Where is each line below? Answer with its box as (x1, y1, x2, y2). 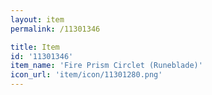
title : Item (10, 42, 60, 52)
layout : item (10, 14, 65, 25)
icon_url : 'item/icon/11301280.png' (10, 70, 163, 80)
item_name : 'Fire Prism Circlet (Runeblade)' (10, 61, 203, 71)
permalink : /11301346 (10, 24, 101, 34)
